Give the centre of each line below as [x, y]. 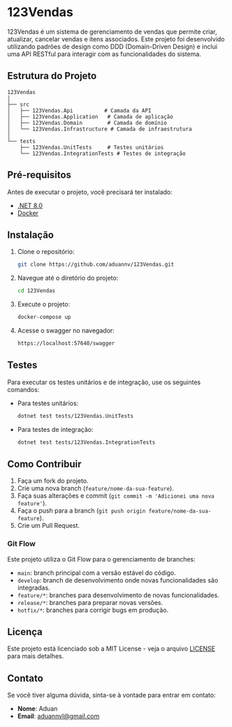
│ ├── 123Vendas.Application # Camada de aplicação [90, 116]
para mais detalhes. [36, 656]
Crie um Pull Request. [49, 526]
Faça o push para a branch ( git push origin [81, 511]
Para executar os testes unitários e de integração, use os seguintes [104, 382]
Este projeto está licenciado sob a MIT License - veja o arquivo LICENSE [111, 648]
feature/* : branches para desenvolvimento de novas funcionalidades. [118, 595]
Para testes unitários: [48, 403]
